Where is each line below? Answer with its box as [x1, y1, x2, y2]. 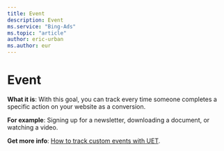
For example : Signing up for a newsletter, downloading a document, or [7, 116, 210, 124]
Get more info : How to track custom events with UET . [7, 136, 161, 145]
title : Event [7, 10, 45, 17]
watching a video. [7, 123, 58, 132]
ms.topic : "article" [7, 29, 67, 37]
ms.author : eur [7, 42, 51, 49]
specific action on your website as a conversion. [7, 102, 146, 111]
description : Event [7, 17, 64, 24]
